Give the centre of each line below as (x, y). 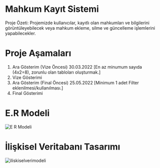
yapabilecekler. (20, 33)
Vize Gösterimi (27, 77)
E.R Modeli (28, 113)
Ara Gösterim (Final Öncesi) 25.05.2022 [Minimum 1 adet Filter (76, 83)
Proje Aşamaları (38, 53)
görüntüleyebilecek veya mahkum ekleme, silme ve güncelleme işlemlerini (80, 28)
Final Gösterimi (28, 93)
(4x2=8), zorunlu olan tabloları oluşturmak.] (56, 72)
